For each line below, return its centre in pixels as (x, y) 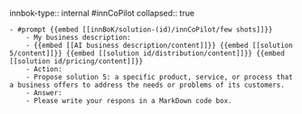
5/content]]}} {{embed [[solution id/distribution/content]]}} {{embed (147, 53)
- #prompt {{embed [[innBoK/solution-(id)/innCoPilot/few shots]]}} (141, 30)
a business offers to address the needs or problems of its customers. (147, 85)
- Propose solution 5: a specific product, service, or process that (160, 77)
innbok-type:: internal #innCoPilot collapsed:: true (102, 13)
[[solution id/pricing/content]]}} (76, 62)
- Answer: (44, 93)
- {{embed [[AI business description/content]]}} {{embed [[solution (160, 45)
